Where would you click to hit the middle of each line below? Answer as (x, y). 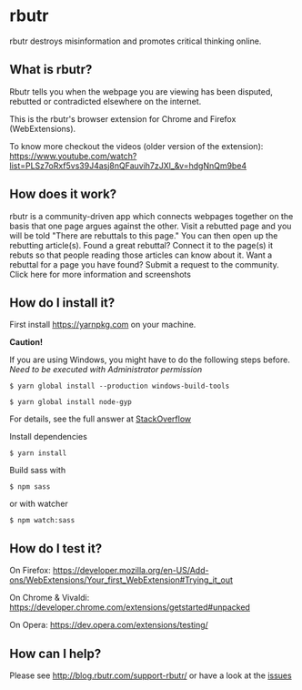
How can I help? (55, 653)
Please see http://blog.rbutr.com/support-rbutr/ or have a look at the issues (151, 675)
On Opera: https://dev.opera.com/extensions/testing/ (109, 625)
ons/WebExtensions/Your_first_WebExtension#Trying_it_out (121, 580)
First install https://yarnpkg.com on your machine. (103, 325)
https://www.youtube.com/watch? (73, 156)
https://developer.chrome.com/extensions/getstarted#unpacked (130, 607)
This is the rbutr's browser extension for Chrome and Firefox (123, 118)
